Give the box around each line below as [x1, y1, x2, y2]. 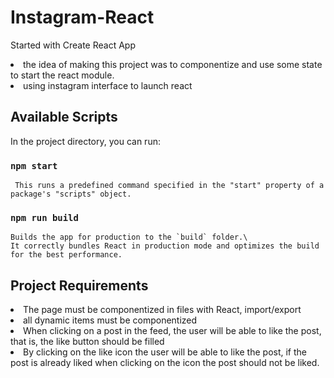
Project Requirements [10, 277, 149, 294]
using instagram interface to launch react [23, 79, 193, 91]
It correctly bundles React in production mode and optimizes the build [10, 241, 320, 251]
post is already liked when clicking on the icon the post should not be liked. [10, 357, 320, 369]
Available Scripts [10, 109, 118, 126]
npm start [10, 160, 58, 171]
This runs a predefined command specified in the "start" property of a [14, 181, 325, 191]
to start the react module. [10, 69, 115, 81]
